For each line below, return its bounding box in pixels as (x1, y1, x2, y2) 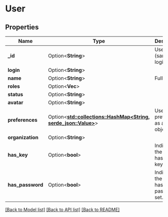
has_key (7, 152, 28, 158)
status (7, 91, 23, 98)
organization (7, 134, 39, 141)
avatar (7, 99, 23, 106)
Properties (5, 23, 39, 31)
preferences (7, 117, 37, 123)
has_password (7, 182, 43, 188)
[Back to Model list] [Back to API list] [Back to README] (5, 207, 120, 213)
